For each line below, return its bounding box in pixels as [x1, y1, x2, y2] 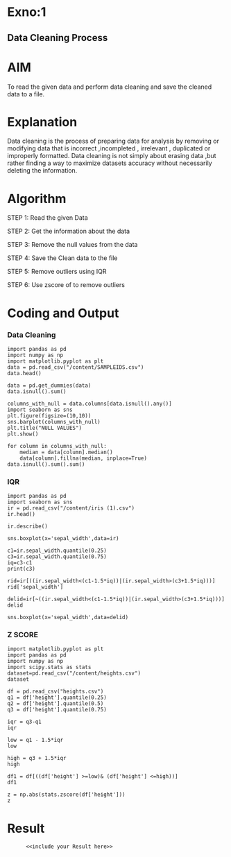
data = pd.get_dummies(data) [7, 382, 92, 389]
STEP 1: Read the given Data [7, 214, 88, 222]
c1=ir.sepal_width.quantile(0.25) [7, 547, 108, 555]
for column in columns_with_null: [7, 442, 108, 449]
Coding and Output [7, 305, 119, 321]
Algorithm [7, 191, 67, 207]
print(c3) [7, 566, 36, 573]
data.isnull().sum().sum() [7, 460, 85, 468]
